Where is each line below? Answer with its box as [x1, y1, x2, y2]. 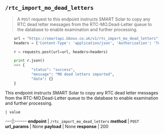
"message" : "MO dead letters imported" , [31, 72, 115, 77]
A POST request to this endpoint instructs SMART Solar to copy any [17, 16, 150, 22]
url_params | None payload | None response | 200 [5, 123, 109, 129]
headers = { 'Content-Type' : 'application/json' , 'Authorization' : [14, 41, 152, 45]
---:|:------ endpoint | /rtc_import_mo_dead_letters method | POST [5, 118, 139, 124]
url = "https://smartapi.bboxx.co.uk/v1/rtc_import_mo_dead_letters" [14, 36, 159, 41]
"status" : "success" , [31, 67, 76, 72]
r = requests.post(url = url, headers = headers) [14, 49, 108, 54]
